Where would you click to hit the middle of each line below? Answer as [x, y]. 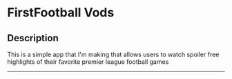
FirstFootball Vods [61, 13]
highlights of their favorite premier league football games [88, 62]
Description [33, 38]
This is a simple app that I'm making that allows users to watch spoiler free [113, 54]
